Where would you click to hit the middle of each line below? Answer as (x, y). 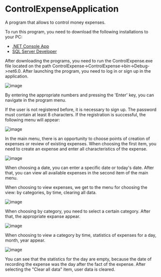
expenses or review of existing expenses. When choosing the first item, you (81, 143)
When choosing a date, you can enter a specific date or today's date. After (80, 168)
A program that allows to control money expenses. (55, 22)
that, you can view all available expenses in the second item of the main (77, 172)
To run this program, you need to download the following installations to (77, 31)
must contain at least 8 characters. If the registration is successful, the (76, 114)
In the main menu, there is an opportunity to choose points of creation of (78, 138)
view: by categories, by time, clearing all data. (51, 192)
